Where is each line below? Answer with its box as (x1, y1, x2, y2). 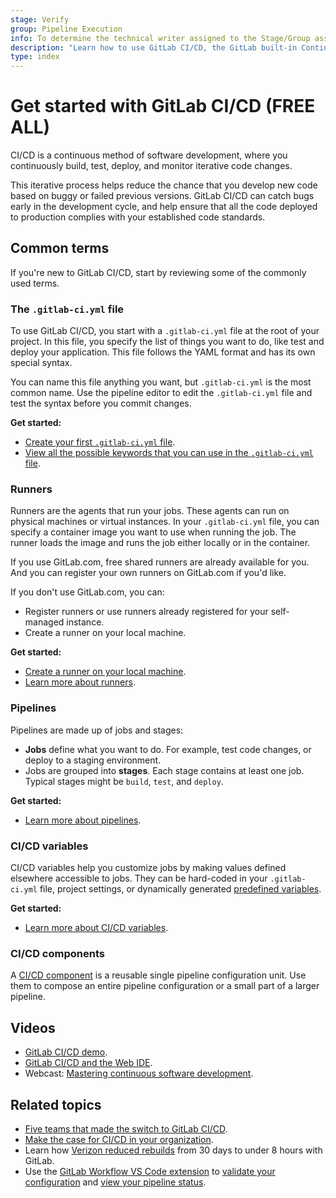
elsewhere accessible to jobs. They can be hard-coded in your (10, 872, 268, 885)
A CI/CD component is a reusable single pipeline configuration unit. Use (10, 969, 307, 981)
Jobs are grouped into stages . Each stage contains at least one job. (24, 764, 305, 776)
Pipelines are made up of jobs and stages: (10, 724, 184, 736)
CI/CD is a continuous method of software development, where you (10, 149, 288, 161)
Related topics (10, 1096, 102, 1113)
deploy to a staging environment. (24, 754, 162, 766)
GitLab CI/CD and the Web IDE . (24, 1057, 153, 1069)
